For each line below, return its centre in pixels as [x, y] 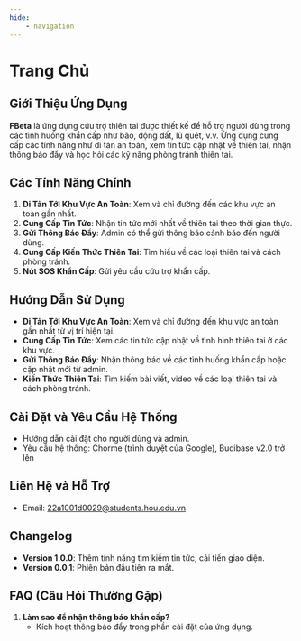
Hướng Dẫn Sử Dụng [68, 300]
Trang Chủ [50, 71]
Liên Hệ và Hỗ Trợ [60, 486]
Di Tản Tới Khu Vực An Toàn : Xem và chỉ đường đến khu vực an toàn [150, 322]
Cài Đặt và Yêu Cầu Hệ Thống [93, 417]
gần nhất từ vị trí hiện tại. [68, 331]
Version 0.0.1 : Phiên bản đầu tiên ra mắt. [98, 567]
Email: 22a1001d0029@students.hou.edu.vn [104, 508]
